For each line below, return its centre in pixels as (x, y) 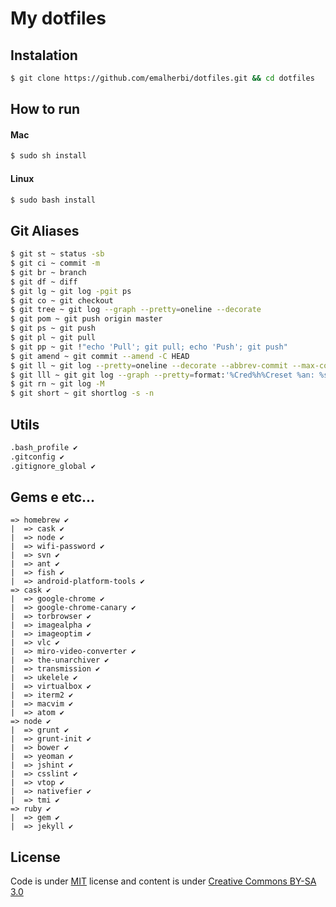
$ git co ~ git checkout (62, 300)
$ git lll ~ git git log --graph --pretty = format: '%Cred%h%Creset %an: (162, 375)
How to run (45, 109)
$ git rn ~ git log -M (57, 384)
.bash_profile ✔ (44, 448)
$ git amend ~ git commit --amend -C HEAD (100, 356)
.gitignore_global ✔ (53, 466)
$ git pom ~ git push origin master (86, 319)
